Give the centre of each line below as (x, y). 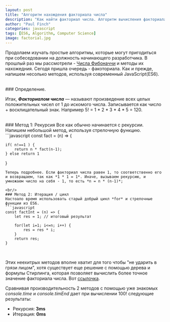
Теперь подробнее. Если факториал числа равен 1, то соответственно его (83, 172)
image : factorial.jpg (28, 38)
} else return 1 (22, 154)
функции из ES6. (22, 203)
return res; (27, 239)
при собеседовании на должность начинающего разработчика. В (76, 58)
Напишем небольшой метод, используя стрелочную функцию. (73, 130)
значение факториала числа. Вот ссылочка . (53, 278)
